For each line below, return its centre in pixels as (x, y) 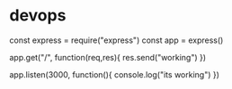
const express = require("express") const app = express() (116, 40)
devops (38, 16)
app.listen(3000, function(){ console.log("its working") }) (115, 74)
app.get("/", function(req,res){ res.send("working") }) (108, 57)
